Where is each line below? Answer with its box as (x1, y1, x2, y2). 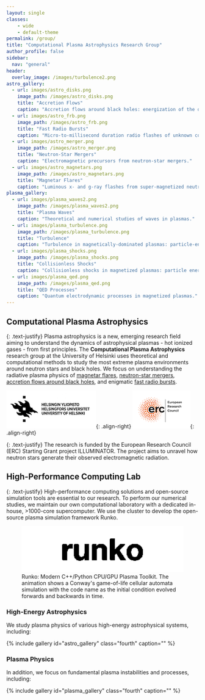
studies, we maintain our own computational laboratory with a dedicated (6, 500, 188, 508)
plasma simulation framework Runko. (25, 513, 118, 521)
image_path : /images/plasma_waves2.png (17, 203, 119, 209)
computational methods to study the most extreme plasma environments (6, 358, 189, 366)
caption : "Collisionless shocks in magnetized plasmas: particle (17, 267, 187, 273)
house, (6, 507, 24, 514)
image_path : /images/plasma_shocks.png (17, 254, 119, 261)
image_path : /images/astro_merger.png (17, 145, 116, 151)
